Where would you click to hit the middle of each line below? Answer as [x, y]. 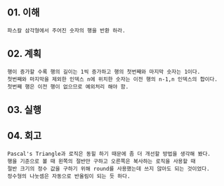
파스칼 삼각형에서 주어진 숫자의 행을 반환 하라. [66, 30]
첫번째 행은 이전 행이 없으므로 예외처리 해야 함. [68, 86]
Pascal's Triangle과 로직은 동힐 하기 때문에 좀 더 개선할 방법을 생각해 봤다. [109, 154]
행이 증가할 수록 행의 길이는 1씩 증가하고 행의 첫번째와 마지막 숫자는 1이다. [104, 72]
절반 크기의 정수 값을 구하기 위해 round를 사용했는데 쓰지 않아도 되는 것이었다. [108, 168]
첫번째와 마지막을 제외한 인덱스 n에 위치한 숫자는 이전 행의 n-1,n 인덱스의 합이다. [112, 79]
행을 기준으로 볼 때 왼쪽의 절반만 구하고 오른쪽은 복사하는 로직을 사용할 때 [101, 161]
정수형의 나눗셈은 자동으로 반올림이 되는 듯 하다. [69, 176]
